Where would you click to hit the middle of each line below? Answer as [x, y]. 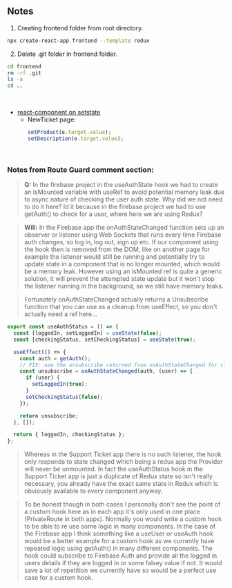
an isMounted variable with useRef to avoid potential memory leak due [124, 192]
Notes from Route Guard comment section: [80, 170]
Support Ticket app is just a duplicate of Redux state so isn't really [118, 476]
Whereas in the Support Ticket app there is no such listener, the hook [123, 454]
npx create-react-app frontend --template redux [78, 41]
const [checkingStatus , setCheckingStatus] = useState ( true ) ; [105, 340]
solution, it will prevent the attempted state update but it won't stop [119, 279]
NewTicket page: [51, 119]
